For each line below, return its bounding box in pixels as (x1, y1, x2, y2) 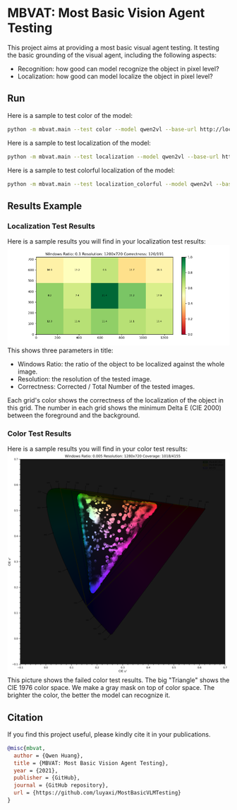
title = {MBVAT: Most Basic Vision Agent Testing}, (13, 759, 169, 767)
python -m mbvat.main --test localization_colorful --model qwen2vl (7, 180, 213, 188)
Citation (7, 711, 44, 723)
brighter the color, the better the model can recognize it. (7, 691, 171, 700)
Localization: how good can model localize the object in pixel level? (17, 72, 213, 81)
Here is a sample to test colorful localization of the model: (7, 166, 175, 174)
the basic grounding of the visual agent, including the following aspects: (7, 51, 217, 59)
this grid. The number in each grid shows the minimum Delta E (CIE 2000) (7, 403, 222, 412)
